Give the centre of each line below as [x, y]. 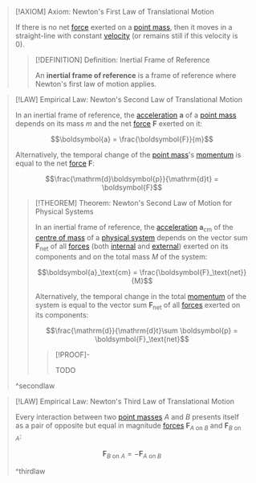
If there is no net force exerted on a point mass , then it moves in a [124, 27]
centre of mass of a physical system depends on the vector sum [141, 237]
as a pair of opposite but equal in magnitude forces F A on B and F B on [128, 427]
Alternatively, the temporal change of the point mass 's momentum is [128, 155]
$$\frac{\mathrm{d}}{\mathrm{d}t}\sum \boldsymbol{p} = [142, 331]
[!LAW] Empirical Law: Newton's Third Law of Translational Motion [124, 402]
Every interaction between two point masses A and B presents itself [127, 417]
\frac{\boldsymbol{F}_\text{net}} [193, 272]
